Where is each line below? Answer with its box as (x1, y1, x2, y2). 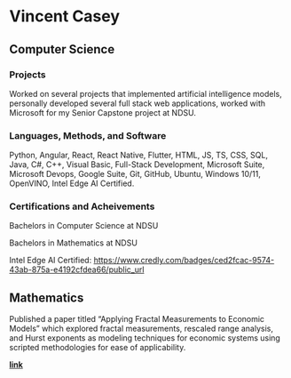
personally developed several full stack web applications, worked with (9, 98, 266, 109)
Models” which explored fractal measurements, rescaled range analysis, (9, 323, 273, 334)
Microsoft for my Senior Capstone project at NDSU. (9, 107, 197, 117)
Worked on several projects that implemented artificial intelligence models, (9, 88, 282, 99)
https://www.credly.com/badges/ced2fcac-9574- (93, 255, 275, 266)
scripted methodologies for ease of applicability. (9, 342, 186, 353)
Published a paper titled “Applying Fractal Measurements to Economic (9, 314, 264, 325)
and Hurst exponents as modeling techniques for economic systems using (9, 333, 281, 343)
